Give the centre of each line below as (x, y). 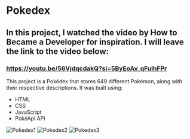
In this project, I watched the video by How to (92, 33)
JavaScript (28, 112)
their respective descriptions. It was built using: (65, 87)
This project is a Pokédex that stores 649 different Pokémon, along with (94, 81)
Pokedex (28, 10)
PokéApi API (30, 118)
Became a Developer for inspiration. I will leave (95, 42)
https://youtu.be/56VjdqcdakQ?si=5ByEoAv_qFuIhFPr (87, 68)
